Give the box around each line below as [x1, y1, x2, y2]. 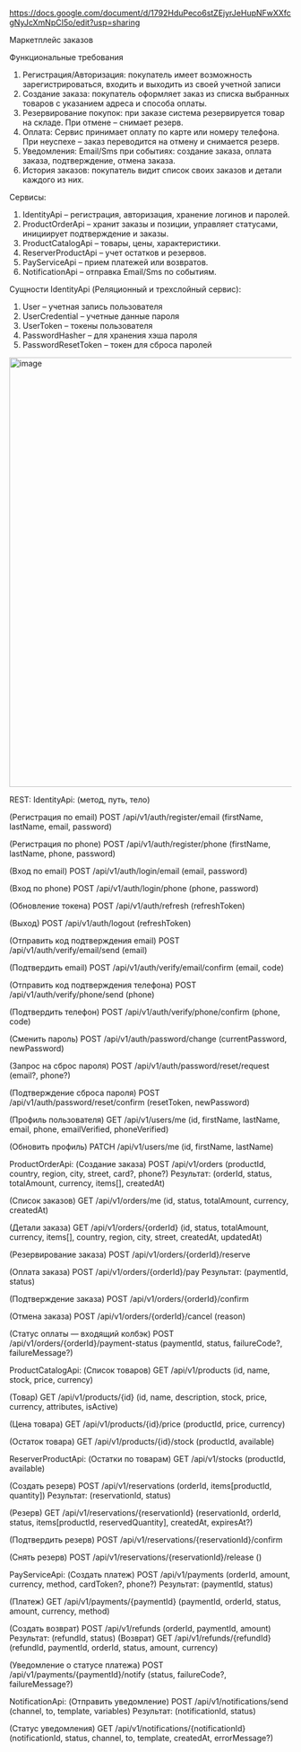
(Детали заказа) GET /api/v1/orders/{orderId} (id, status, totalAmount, [9, 1222, 269, 1233]
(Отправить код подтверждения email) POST [9, 935, 180, 946]
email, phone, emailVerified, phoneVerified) [9, 1124, 169, 1135]
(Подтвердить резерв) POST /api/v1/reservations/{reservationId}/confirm [9, 1535, 284, 1544]
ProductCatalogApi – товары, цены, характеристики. [21, 238, 221, 248]
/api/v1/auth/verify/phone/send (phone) [9, 989, 155, 1000]
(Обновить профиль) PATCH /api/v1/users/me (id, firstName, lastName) [9, 1141, 274, 1152]
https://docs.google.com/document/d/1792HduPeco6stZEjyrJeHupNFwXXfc [9, 8, 291, 18]
